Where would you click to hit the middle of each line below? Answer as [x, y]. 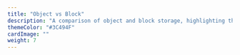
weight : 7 [22, 41]
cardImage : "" [29, 34]
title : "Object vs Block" [46, 14]
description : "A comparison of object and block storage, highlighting [116, 21]
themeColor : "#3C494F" [41, 27]
